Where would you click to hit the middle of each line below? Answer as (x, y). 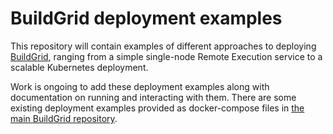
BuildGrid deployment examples (146, 18)
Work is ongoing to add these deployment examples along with (140, 86)
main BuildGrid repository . (64, 118)
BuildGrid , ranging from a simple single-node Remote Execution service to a (166, 56)
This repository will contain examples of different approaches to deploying (163, 46)
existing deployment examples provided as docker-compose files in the (157, 108)
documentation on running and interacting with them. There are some (153, 97)
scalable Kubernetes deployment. (79, 67)
